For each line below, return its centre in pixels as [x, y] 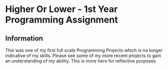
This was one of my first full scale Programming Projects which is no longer [84, 50]
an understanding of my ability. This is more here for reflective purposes [80, 61]
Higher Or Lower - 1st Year [61, 9]
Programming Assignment [62, 20]
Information [24, 38]
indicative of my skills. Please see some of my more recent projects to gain [83, 55]
